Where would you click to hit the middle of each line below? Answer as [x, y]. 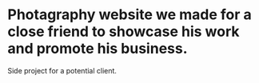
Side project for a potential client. [62, 70]
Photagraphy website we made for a [130, 15]
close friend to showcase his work [124, 32]
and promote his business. [98, 49]
